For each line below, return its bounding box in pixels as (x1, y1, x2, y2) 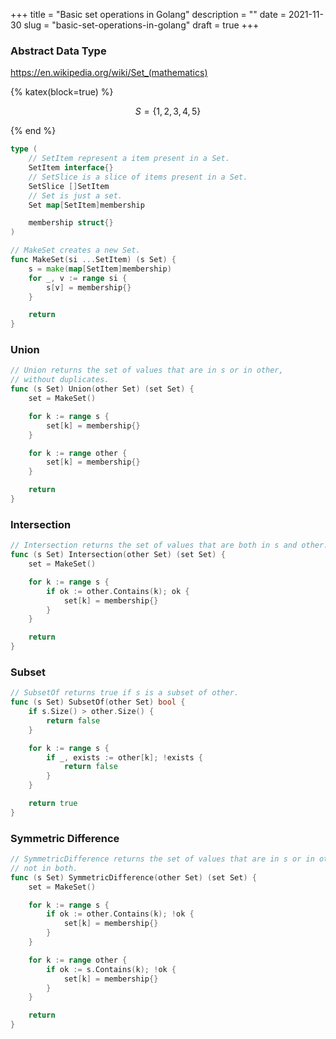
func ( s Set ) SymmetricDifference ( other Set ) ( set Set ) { (10, 872, 257, 883)
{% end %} (10, 125, 57, 137)
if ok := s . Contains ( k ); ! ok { (46, 964, 177, 974)
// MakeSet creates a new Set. (10, 245, 141, 256)
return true (28, 799, 78, 809)
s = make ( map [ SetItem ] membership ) (28, 264, 172, 274)
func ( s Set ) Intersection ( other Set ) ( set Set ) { (10, 550, 226, 560)
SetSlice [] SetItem (28, 181, 110, 191)
